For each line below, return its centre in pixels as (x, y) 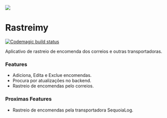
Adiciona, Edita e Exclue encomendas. (52, 75)
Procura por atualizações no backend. (52, 81)
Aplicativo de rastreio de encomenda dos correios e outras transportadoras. (84, 51)
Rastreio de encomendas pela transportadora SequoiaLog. (73, 110)
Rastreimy (27, 28)
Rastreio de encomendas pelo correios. (53, 86)
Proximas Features (28, 99)
